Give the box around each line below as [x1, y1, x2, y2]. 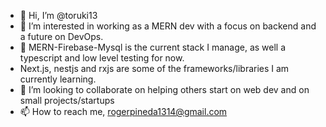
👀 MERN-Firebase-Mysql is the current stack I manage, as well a [19, 41, 287, 53]
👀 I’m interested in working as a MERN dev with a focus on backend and [19, 20, 317, 32]
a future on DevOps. [19, 31, 104, 42]
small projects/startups [19, 95, 115, 106]
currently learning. [19, 73, 97, 85]
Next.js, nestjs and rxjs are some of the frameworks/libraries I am [19, 63, 290, 74]
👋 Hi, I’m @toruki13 [19, 10, 98, 21]
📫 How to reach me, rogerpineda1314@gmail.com [19, 106, 228, 117]
